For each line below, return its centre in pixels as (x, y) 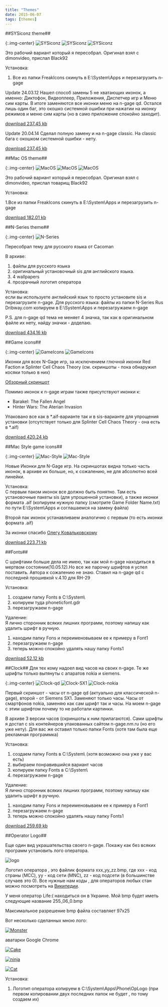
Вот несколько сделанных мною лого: (46, 921)
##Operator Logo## (26, 835)
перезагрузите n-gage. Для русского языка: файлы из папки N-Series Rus (84, 303)
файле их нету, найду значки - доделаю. (48, 323)
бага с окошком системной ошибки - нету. (51, 139)
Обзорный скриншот (27, 382)
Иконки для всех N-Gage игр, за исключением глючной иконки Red (78, 362)
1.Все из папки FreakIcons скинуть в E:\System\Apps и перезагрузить (79, 202)
